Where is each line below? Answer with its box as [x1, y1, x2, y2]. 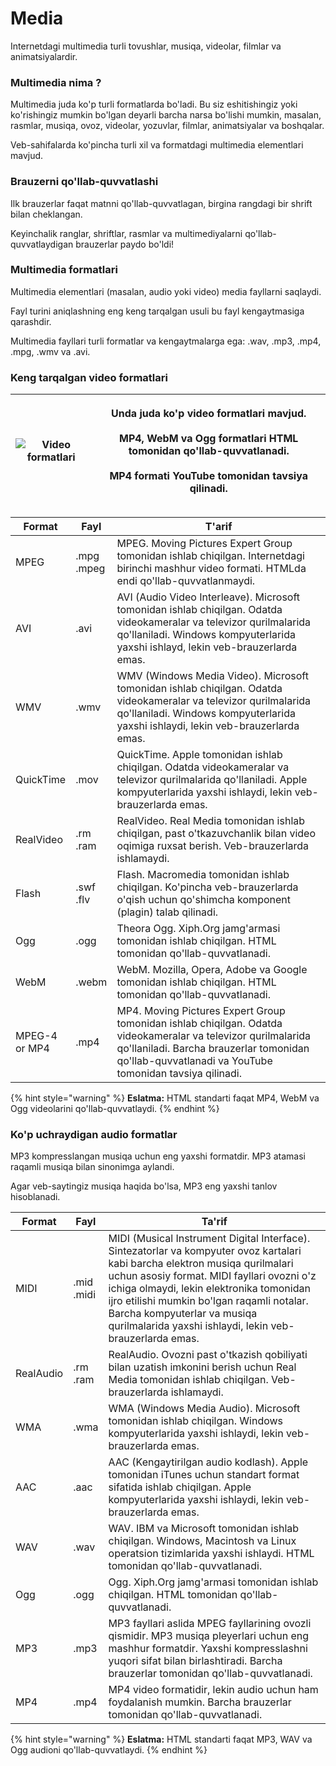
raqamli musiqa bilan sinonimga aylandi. [10, 1161, 175, 1173]
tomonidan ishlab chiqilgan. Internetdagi [116, 549, 305, 563]
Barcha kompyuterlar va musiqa [108, 1307, 258, 1321]
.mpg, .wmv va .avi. [10, 345, 91, 357]
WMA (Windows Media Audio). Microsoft [108, 1402, 301, 1416]
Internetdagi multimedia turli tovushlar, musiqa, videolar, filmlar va [10, 40, 282, 52]
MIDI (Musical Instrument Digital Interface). [108, 1232, 311, 1246]
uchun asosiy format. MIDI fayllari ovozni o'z [108, 1269, 317, 1283]
